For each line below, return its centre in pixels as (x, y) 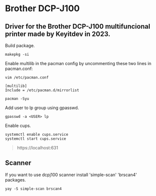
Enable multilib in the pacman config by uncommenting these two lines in (78, 63)
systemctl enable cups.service (37, 134)
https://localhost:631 (37, 148)
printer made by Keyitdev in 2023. (58, 34)
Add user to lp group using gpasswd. (42, 108)
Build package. (20, 46)
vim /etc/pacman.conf (27, 78)
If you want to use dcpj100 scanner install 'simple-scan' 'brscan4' (71, 175)
